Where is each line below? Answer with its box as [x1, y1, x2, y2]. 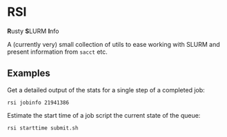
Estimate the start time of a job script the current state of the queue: [7, 111, 201, 119]
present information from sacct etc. [7, 48, 108, 56]
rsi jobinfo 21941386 [7, 99, 70, 106]
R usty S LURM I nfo [7, 27, 60, 35]
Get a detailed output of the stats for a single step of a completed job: [7, 85, 205, 94]
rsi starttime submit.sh [7, 125, 79, 131]
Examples [7, 67, 50, 79]
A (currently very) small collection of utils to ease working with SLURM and [7, 40, 221, 48]
